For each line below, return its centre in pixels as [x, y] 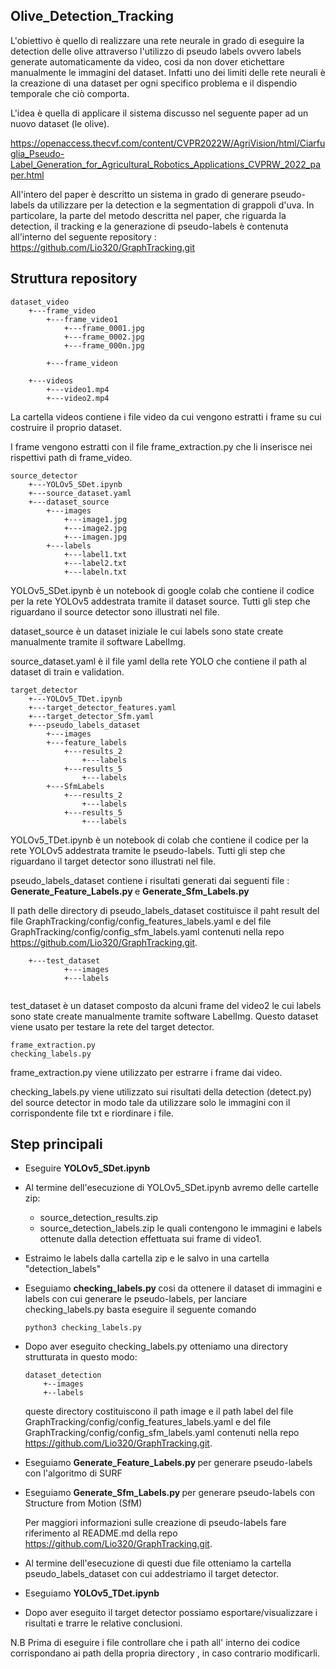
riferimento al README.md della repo [101, 1533]
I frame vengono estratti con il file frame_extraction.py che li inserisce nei [161, 446]
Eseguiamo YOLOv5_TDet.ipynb [92, 1593]
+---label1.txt [95, 554]
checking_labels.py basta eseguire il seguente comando [140, 1310]
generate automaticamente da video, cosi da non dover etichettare [147, 61]
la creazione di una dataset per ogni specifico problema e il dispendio [154, 83]
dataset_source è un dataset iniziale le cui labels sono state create [147, 631]
